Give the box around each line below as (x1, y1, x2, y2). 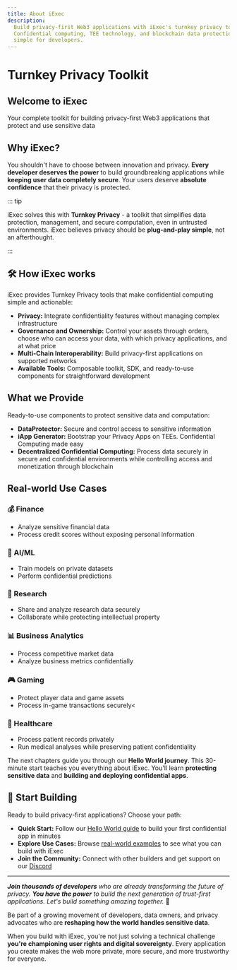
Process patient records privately (17, 735, 115, 743)
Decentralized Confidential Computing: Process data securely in (17, 446, 209, 456)
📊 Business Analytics (7, 630, 84, 640)
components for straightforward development (17, 372, 150, 380)
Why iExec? (7, 142, 60, 154)
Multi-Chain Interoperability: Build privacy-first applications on (17, 349, 203, 357)
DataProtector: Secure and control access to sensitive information (17, 425, 212, 433)
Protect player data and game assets (17, 694, 125, 702)
